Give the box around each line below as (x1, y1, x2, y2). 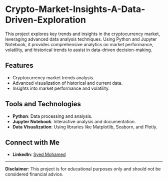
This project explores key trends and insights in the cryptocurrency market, (5, 31, 160, 37)
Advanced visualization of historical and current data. (12, 80, 123, 86)
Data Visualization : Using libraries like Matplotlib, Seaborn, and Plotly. (12, 124, 157, 130)
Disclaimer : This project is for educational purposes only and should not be (5, 166, 161, 172)
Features (5, 61, 33, 70)
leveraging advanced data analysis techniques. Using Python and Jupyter (5, 36, 157, 42)
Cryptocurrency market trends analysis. (12, 74, 94, 81)
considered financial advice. (5, 171, 63, 177)
